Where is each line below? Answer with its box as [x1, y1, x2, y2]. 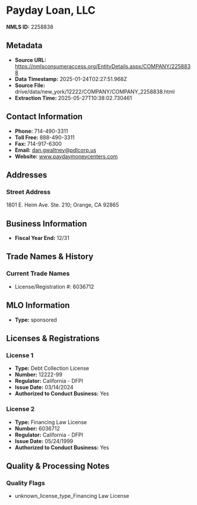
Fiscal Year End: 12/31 [14, 235, 69, 242]
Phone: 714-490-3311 [14, 127, 68, 135]
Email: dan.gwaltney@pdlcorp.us [14, 146, 97, 154]
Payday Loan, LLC [6, 4, 96, 17]
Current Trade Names [6, 269, 70, 278]
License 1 [6, 351, 34, 359]
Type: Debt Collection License [14, 364, 90, 372]
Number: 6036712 [14, 425, 61, 432]
